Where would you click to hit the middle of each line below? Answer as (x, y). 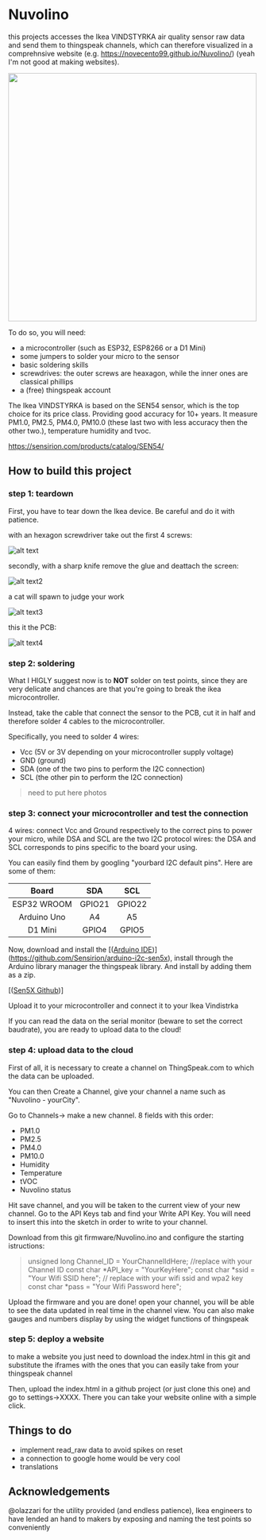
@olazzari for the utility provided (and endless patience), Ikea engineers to (130, 1511)
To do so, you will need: (47, 332)
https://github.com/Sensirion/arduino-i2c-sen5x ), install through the (122, 958)
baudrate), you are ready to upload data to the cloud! (95, 1029)
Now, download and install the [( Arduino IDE (80, 950)
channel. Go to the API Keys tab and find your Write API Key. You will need (130, 1214)
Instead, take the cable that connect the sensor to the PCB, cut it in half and (132, 712)
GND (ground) (43, 760)
